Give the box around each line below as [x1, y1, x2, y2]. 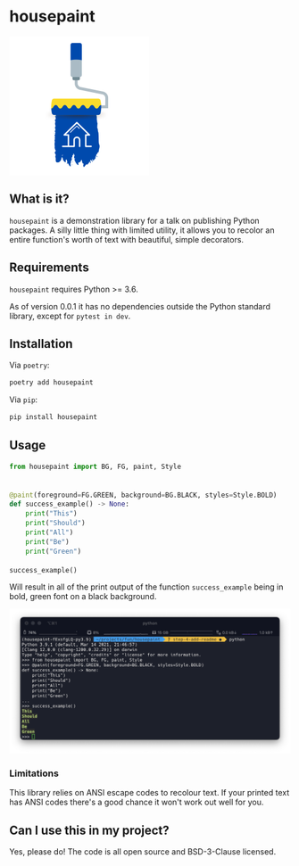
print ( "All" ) [25, 528, 74, 537]
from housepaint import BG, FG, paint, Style [9, 462, 181, 471]
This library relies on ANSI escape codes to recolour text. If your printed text [9, 788, 290, 798]
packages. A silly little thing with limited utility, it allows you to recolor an [9, 225, 275, 235]
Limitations [9, 767, 60, 779]
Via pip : [9, 394, 38, 405]
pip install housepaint [9, 413, 98, 422]
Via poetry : [9, 359, 50, 371]
